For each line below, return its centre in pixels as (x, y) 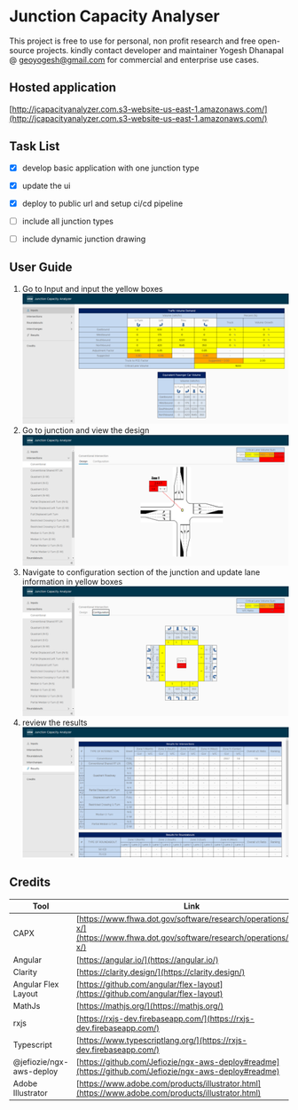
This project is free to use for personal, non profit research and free (133, 41)
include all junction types (67, 221)
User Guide (41, 268)
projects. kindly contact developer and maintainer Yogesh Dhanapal (160, 50)
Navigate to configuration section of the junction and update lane (141, 572)
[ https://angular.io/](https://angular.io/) (147, 959)
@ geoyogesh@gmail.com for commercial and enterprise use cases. (134, 59)
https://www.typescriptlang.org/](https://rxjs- (163, 1040)
